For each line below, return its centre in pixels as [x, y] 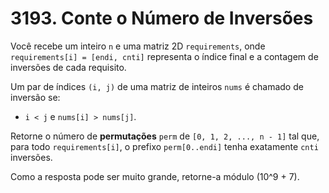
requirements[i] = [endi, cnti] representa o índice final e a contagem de [164, 56]
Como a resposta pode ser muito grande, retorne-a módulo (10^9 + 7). [155, 176]
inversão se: [35, 97]
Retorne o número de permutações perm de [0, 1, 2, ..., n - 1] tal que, [165, 136]
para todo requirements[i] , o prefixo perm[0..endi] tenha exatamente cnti [164, 146]
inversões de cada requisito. [68, 67]
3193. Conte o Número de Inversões [162, 18]
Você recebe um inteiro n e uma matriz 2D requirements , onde [138, 46]
